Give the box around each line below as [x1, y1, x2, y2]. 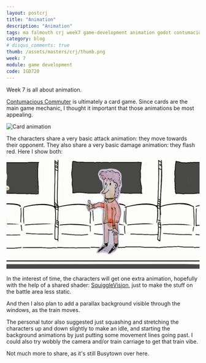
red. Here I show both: [6, 147, 63, 155]
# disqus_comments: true [6, 42, 70, 49]
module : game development [6, 61, 72, 68]
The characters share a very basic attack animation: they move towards [6, 135, 188, 142]
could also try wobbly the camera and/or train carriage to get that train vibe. [6, 338, 198, 345]
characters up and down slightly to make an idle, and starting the [6, 325, 170, 332]
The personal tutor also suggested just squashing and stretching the [6, 318, 179, 326]
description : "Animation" [6, 23, 72, 29]
